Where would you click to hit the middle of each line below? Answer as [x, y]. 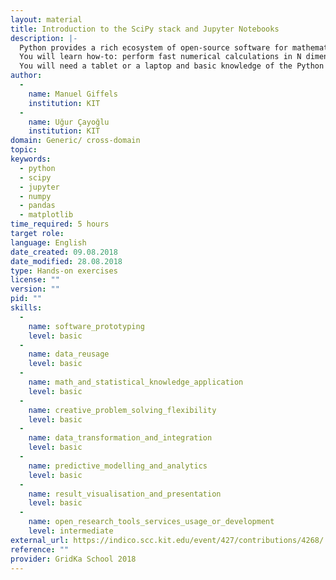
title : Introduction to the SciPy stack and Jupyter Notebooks [145, 29]
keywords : [31, 159]
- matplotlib [46, 215]
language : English [48, 242]
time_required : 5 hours [60, 224]
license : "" [35, 280]
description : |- [44, 38]
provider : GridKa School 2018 [73, 559]
